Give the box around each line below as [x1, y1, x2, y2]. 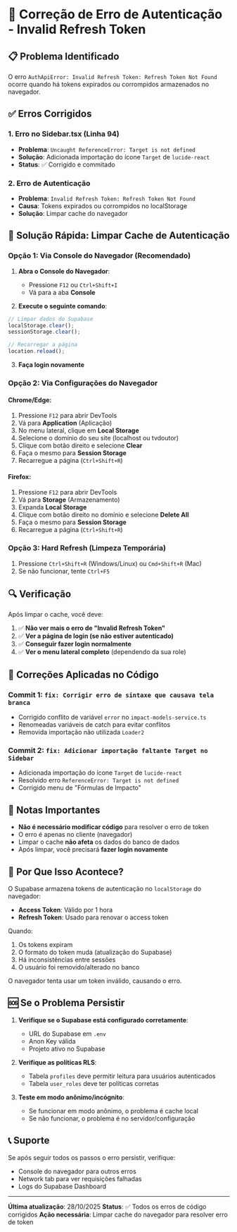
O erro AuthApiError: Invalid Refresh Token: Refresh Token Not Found [8, 73, 217, 80]
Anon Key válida [28, 1037, 76, 1045]
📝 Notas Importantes [8, 804, 101, 816]
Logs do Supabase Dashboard [18, 1182, 107, 1190]
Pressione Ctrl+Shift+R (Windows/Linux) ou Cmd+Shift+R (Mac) [18, 559, 203, 567]
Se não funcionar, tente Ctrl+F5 [18, 567, 110, 575]
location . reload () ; [8, 348, 65, 355]
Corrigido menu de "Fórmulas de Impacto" [18, 783, 141, 792]
